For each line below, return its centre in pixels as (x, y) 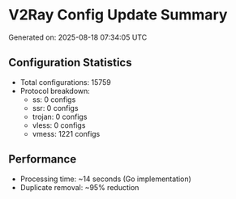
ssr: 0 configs (55, 108)
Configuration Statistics (70, 63)
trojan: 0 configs (60, 116)
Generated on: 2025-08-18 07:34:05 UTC (78, 37)
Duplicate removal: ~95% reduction (79, 187)
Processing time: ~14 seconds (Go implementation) (106, 179)
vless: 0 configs (59, 125)
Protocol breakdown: (55, 91)
